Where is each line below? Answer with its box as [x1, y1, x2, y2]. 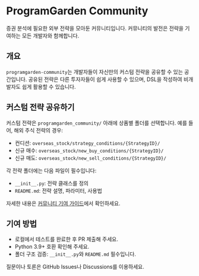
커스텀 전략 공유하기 [6, 103, 75, 113]
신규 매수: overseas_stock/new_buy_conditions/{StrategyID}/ [14, 147, 164, 154]
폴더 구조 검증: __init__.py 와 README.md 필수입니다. [14, 250, 137, 258]
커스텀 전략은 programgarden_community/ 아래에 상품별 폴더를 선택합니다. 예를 [6, 119, 187, 126]
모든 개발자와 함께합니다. [21, 32, 80, 39]
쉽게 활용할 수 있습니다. [21, 83, 76, 90]
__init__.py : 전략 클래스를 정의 [14, 179, 89, 187]
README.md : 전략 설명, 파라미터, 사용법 [14, 187, 102, 194]
